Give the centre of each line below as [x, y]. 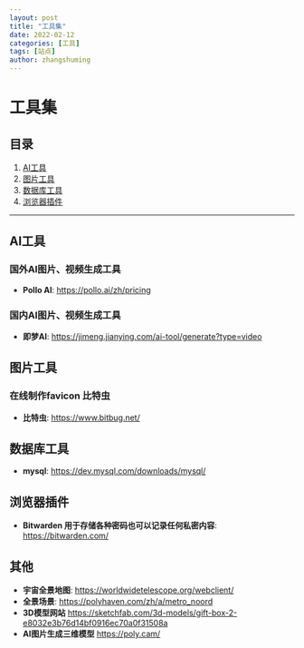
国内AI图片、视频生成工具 [65, 315]
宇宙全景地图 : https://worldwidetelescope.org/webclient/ [128, 590]
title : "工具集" [38, 26]
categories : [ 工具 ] [45, 43]
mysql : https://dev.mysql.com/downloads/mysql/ [114, 471]
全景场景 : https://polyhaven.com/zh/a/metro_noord [118, 602]
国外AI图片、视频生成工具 [65, 270]
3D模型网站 [44, 613]
